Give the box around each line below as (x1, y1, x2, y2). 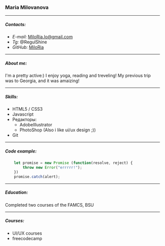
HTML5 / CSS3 (12, 106, 43, 112)
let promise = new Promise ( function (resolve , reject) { (14, 160, 133, 166)
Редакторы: (12, 117, 37, 123)
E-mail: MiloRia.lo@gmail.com (12, 34, 73, 40)
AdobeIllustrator (19, 122, 53, 128)
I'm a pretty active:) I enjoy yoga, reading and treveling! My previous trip (5, 73, 151, 79)
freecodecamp (12, 235, 43, 241)
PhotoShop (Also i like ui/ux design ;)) (19, 127, 96, 133)
